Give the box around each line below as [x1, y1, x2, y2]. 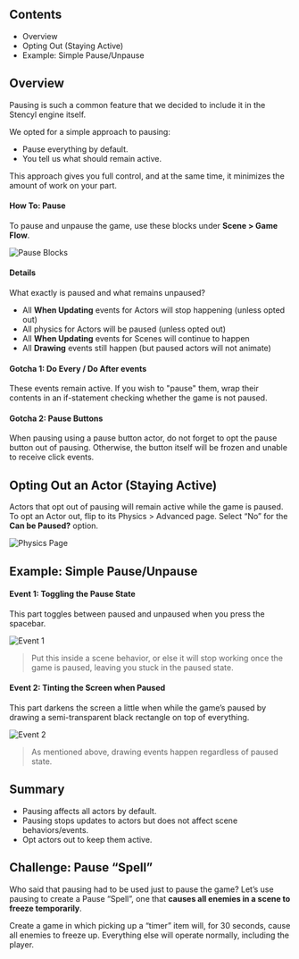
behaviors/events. [21, 824, 89, 835]
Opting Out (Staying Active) [21, 40, 124, 51]
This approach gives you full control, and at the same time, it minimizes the [9, 170, 286, 181]
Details [9, 267, 37, 278]
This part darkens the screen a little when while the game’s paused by [9, 702, 267, 713]
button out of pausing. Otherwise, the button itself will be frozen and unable [9, 442, 288, 453]
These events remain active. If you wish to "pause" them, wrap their [9, 383, 259, 394]
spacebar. [9, 618, 46, 628]
